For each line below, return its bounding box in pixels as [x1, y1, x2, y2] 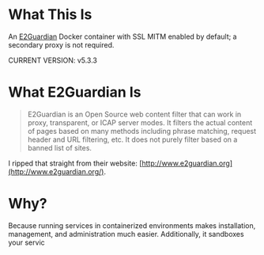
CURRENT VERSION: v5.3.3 [8, 55, 97, 65]
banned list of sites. [27, 143, 92, 152]
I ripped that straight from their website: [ [8, 158, 142, 168]
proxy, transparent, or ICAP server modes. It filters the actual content [27, 117, 253, 127]
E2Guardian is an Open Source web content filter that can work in [27, 109, 242, 119]
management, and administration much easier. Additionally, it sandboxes [8, 229, 244, 238]
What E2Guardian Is [8, 83, 141, 101]
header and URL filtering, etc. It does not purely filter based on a [27, 135, 238, 144]
